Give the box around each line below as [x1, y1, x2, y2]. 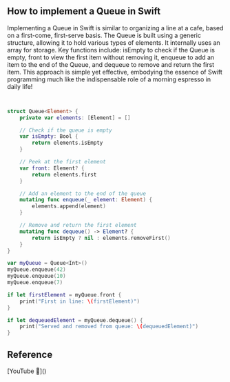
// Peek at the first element [19, 159, 107, 165]
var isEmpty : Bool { [19, 133, 79, 140]
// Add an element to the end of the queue [19, 190, 147, 197]
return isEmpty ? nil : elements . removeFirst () [32, 234, 171, 241]
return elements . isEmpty [32, 139, 103, 147]
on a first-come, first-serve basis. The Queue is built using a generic [7, 31, 202, 39]
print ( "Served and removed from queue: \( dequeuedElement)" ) [19, 323, 198, 330]
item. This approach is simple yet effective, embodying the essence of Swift [7, 68, 222, 76]
